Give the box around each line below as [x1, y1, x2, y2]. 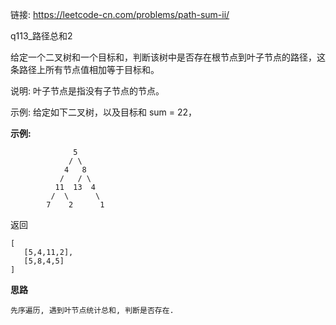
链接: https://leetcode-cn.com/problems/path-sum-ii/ [10, 9, 230, 20]
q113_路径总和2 [10, 30, 73, 42]
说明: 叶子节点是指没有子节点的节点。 [10, 85, 165, 97]
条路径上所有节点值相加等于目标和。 [10, 64, 160, 75]
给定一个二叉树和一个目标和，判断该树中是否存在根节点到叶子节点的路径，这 [10, 51, 326, 63]
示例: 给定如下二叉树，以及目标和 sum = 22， [10, 106, 198, 118]
